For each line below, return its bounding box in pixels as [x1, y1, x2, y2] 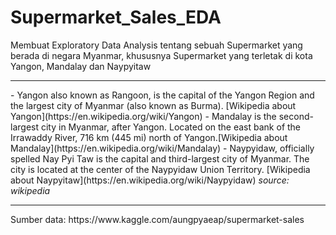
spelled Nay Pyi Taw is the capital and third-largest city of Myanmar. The [10, 152, 310, 165]
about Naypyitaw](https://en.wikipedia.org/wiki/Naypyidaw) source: [10, 174, 290, 186]
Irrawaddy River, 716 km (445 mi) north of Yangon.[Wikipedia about [10, 131, 288, 143]
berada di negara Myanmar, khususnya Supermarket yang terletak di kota [10, 49, 313, 61]
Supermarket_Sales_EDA [10, 6, 222, 29]
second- [278, 110, 314, 122]
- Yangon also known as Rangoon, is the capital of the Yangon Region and [10, 89, 315, 101]
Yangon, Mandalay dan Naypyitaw [10, 60, 152, 72]
